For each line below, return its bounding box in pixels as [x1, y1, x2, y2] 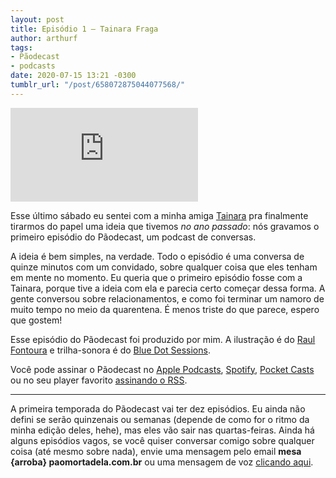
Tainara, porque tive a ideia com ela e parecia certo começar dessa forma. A [10, 282, 326, 294]
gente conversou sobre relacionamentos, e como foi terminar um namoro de [10, 292, 325, 305]
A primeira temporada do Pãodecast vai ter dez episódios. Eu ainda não [10, 402, 306, 415]
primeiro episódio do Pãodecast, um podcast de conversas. [10, 231, 257, 243]
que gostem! [10, 314, 63, 326]
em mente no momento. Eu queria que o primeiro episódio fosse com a [10, 271, 303, 283]
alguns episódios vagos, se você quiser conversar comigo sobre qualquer [10, 434, 315, 446]
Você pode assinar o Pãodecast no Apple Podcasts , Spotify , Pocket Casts [10, 363, 315, 375]
